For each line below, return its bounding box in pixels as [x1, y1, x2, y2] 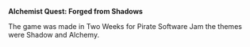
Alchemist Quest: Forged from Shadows [8, 7, 143, 16]
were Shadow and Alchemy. [8, 31, 100, 39]
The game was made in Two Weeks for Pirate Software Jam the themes [8, 22, 242, 31]
